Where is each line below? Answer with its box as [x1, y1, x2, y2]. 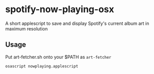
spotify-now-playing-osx [5, 4, 114, 15]
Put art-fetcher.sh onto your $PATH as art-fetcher [5, 54, 112, 60]
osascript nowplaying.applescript [5, 63, 79, 69]
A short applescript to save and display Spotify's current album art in [5, 20, 149, 26]
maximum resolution [5, 25, 48, 31]
